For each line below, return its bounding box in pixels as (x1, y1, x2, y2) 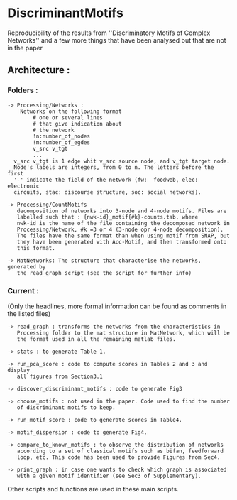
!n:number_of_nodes (33, 133, 91, 140)
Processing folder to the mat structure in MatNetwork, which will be (16, 329, 231, 337)
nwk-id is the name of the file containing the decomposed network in (16, 219, 231, 227)
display (7, 366, 31, 374)
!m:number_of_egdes (33, 138, 91, 146)
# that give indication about (33, 120, 122, 127)
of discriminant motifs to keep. (16, 403, 116, 411)
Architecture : (7, 64, 70, 76)
